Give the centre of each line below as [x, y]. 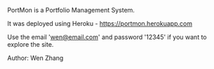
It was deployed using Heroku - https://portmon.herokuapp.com [100, 23]
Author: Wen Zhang [35, 58]
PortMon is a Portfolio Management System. [71, 10]
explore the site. [31, 44]
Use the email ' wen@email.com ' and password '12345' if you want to [107, 37]
